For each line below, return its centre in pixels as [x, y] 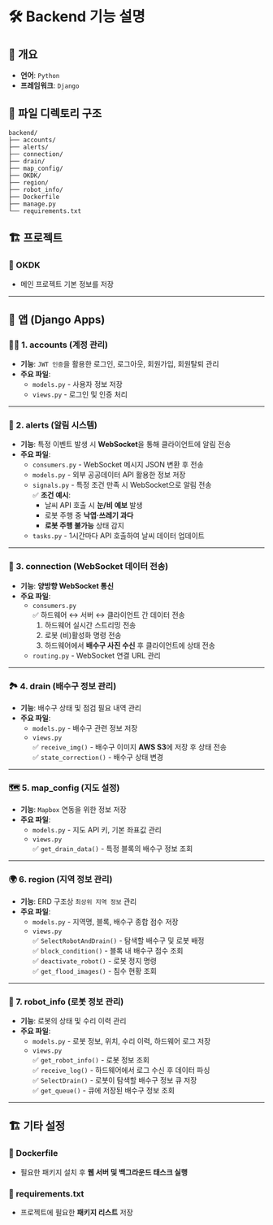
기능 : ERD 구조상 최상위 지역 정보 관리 [78, 901]
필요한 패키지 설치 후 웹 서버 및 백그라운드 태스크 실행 [104, 1172]
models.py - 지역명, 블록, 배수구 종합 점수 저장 [105, 921]
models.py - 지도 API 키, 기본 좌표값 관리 [97, 830]
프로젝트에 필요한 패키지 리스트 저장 [77, 1212]
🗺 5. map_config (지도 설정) [64, 788]
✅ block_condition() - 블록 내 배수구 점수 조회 [108, 950]
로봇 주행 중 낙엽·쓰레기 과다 [89, 515]
